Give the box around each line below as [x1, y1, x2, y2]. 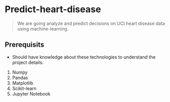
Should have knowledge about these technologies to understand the [12, 54, 156, 60]
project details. [12, 59, 44, 65]
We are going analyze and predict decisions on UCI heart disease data [17, 20, 165, 26]
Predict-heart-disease [5, 4, 101, 15]
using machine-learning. [17, 25, 69, 31]
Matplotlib [12, 80, 34, 86]
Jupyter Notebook [12, 90, 50, 97]
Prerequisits [5, 41, 44, 49]
